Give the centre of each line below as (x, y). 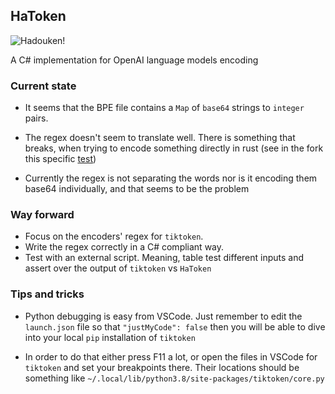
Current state (43, 86)
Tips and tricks (47, 294)
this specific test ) (60, 159)
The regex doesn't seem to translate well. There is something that (160, 138)
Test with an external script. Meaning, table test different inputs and (164, 258)
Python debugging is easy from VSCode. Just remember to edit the (163, 316)
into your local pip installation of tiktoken (110, 337)
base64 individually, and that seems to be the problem (137, 189)
